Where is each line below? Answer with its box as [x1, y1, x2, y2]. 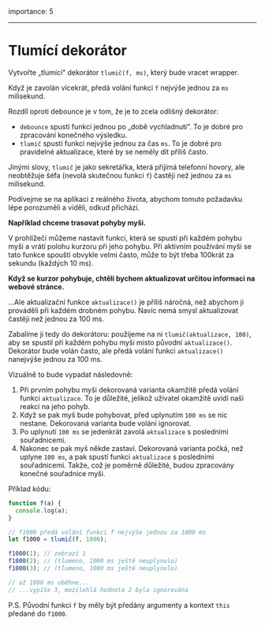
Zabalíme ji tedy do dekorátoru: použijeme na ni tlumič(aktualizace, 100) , [8, 329, 252, 338]
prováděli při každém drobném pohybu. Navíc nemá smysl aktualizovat [8, 305, 239, 315]
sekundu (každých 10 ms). [8, 258, 94, 267]
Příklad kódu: [8, 484, 51, 494]
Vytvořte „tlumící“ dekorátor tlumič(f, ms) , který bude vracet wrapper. [8, 67, 239, 77]
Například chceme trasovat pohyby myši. [8, 218, 147, 227]
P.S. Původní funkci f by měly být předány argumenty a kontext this [8, 600, 230, 609]
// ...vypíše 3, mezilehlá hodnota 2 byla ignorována [8, 586, 189, 594]
